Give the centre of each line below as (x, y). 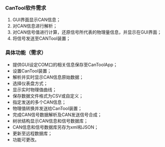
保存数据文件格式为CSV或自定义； (48, 95)
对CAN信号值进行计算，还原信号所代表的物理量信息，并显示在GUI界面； (87, 32)
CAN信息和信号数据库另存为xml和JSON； (55, 127)
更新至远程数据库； (32, 133)
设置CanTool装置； (32, 70)
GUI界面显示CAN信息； (37, 20)
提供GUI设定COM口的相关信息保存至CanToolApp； (65, 64)
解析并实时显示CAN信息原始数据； (48, 77)
